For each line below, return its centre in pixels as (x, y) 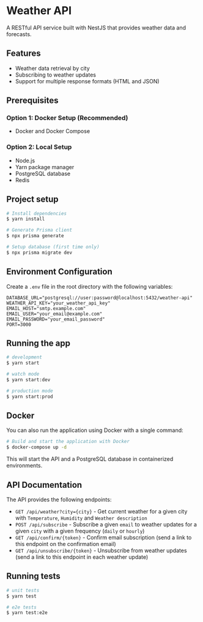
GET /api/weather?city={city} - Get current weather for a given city (101, 512)
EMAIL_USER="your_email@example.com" (54, 314)
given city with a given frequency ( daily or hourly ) (80, 531)
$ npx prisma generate (35, 236)
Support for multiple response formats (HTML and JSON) (87, 81)
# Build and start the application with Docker (68, 442)
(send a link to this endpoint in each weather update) (82, 557)
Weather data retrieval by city (52, 68)
